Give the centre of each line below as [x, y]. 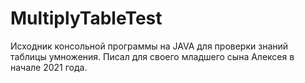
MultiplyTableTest [86, 18]
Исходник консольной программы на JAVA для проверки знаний [149, 46]
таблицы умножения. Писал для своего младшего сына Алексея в [152, 56]
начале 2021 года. [49, 67]
